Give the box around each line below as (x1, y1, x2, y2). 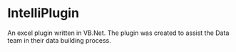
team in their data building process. (7, 36, 112, 44)
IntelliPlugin (7, 5, 80, 21)
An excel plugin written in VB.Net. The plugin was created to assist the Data (7, 28, 230, 37)
